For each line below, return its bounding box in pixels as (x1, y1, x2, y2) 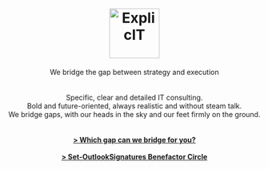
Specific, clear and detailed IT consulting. (66, 92, 203, 102)
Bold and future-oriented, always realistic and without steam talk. (26, 100, 242, 111)
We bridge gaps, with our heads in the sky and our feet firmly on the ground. (8, 109, 261, 119)
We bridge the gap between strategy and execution (50, 67, 219, 77)
